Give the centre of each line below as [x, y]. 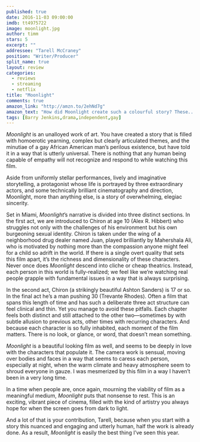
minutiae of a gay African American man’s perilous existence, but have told [98, 147]
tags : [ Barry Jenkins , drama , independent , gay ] [64, 117]
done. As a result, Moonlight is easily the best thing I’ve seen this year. [93, 433]
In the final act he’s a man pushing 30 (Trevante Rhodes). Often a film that [97, 296]
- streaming [27, 84]
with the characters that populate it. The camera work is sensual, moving [96, 352]
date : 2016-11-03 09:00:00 [40, 17]
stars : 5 [17, 39]
